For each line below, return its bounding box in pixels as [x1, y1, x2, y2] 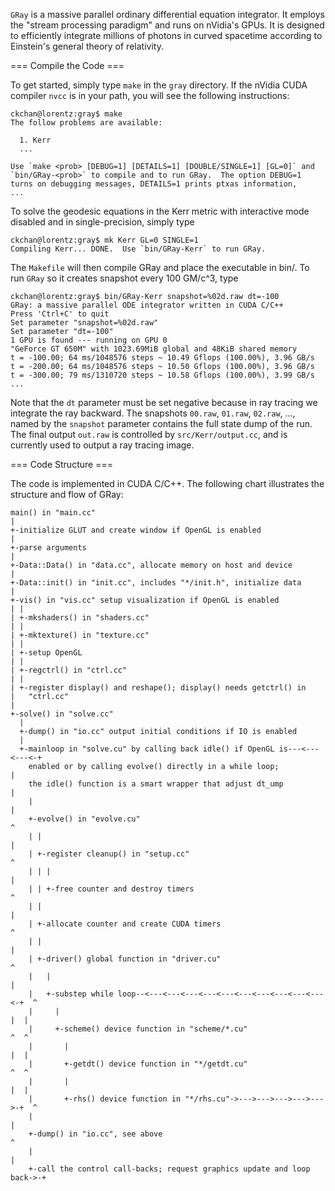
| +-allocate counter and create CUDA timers [28, 919, 222, 929]
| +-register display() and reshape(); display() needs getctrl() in [10, 683, 307, 693]
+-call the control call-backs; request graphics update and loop [28, 1164, 311, 1174]
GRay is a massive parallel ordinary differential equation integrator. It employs [10, 9, 325, 20]
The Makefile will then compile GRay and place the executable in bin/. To [10, 262, 310, 273]
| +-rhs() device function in [28, 1094, 182, 1104]
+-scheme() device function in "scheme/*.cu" [54, 1024, 248, 1034]
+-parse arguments [10, 543, 87, 553]
